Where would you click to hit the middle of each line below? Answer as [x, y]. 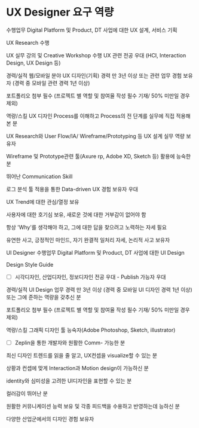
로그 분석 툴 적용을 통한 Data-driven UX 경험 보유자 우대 [72, 189]
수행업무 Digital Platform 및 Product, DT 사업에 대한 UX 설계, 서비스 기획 [92, 30]
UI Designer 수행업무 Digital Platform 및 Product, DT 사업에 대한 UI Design [95, 252]
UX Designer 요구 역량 [60, 12]
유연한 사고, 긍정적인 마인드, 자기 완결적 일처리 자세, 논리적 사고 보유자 [88, 240]
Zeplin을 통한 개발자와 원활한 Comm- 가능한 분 [70, 343]
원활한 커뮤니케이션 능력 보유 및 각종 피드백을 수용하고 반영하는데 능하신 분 [93, 406]
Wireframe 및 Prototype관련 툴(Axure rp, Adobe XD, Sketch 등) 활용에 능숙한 [99, 156]
